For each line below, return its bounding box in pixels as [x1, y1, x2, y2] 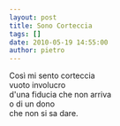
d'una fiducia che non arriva [9, 90, 112, 100]
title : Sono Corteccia [9, 21, 93, 30]
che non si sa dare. [9, 108, 79, 119]
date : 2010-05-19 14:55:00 [9, 37, 109, 47]
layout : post [9, 12, 57, 22]
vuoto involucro [9, 80, 66, 91]
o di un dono [9, 98, 56, 109]
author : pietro [9, 46, 65, 55]
